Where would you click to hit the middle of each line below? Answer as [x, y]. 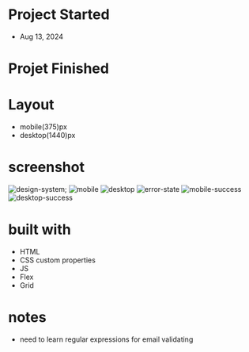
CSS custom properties [58, 260]
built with [40, 230]
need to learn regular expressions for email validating [106, 339]
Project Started [59, 15]
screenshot [47, 167]
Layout [31, 105]
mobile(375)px [43, 127]
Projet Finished [58, 69]
